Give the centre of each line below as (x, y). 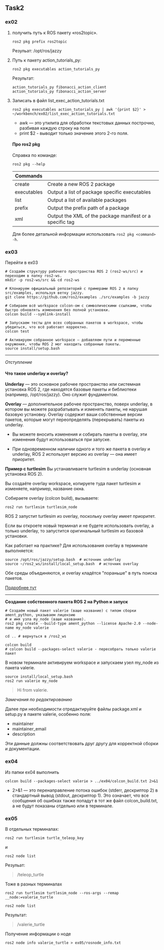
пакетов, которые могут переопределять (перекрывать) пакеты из (75, 420)
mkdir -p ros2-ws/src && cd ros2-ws (42, 280)
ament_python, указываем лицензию (40, 615)
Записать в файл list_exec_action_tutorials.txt (58, 100)
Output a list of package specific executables (99, 192)
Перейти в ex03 (21, 263)
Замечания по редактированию (39, 700)
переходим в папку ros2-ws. (34, 276)
